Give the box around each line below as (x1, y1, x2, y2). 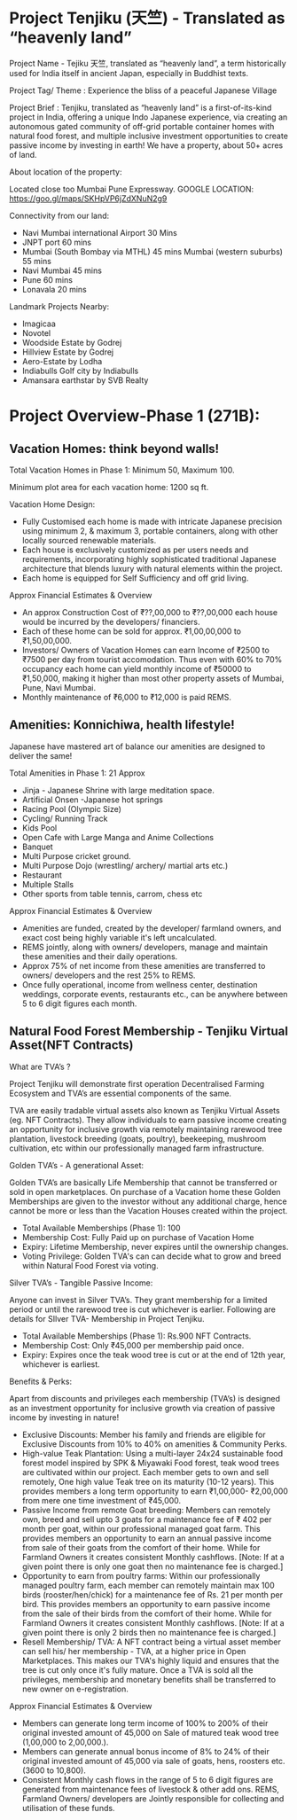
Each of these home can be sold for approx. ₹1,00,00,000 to (21, 626, 242, 637)
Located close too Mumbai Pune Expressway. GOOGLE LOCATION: (9, 184, 254, 194)
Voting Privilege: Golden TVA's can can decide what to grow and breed (21, 1251, 282, 1262)
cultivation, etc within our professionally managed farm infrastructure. (9, 1143, 264, 1153)
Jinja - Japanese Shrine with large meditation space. (21, 785, 215, 795)
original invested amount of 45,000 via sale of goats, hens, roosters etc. (21, 1755, 285, 1766)
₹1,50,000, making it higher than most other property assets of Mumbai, (21, 673, 285, 683)
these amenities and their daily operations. (21, 950, 178, 962)
